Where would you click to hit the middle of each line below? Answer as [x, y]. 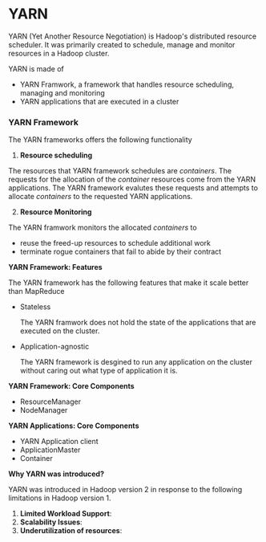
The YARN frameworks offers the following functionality [100, 140]
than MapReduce [36, 291]
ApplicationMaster [50, 450]
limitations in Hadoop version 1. [60, 498]
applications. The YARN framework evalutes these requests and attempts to [133, 188]
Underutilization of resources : [71, 531]
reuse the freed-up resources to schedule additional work [115, 243]
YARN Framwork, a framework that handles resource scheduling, [127, 84]
